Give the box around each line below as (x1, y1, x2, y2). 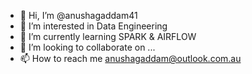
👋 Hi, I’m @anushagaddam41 (19, 10, 138, 21)
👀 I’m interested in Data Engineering (19, 20, 168, 32)
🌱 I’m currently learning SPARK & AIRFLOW (19, 31, 197, 42)
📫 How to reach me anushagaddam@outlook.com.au (19, 53, 242, 64)
